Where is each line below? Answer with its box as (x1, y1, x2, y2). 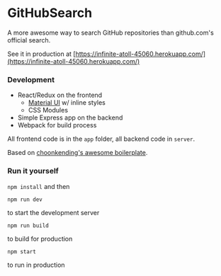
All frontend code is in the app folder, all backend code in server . (7, 134, 195, 143)
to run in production (7, 260, 65, 269)
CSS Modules (28, 106, 69, 115)
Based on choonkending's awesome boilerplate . (7, 149, 148, 157)
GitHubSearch (7, 5, 93, 21)
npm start (7, 248, 37, 255)
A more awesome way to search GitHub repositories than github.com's (7, 28, 214, 37)
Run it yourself (7, 166, 59, 176)
